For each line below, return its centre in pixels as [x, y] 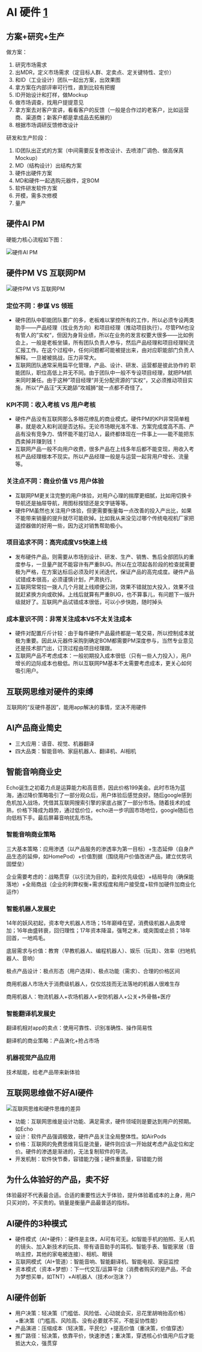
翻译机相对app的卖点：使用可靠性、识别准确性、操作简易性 [80, 1028]
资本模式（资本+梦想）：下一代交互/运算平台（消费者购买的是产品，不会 [103, 1269]
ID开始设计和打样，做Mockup [51, 95]
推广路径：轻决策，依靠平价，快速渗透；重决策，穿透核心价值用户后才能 [104, 1335]
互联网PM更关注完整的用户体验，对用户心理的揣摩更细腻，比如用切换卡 [103, 495]
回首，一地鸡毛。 [27, 938]
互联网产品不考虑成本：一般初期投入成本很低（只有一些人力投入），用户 [103, 656]
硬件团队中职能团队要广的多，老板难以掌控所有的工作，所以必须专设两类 [104, 320]
